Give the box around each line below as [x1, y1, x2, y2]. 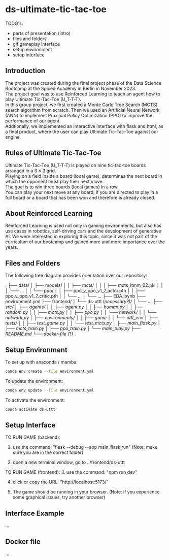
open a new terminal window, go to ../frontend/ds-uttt [12, 459, 125, 466]
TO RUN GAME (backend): [5, 434, 61, 440]
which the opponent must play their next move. [5, 178, 104, 184]
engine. [5, 134, 21, 140]
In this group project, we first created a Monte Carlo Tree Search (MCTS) [5, 102, 158, 108]
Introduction [5, 67, 46, 75]
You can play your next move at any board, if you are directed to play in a [5, 189, 158, 195]
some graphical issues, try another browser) [12, 494, 106, 501]
